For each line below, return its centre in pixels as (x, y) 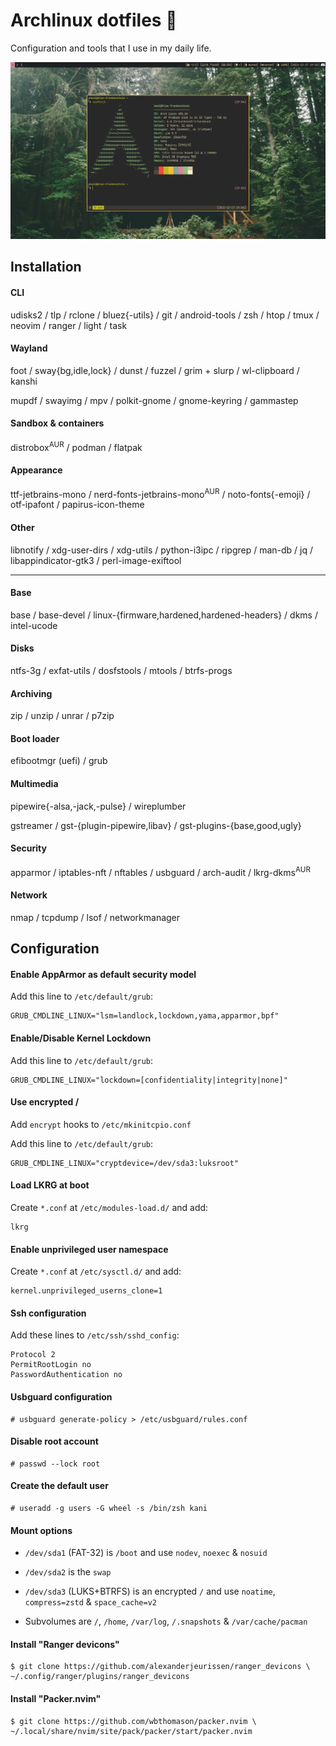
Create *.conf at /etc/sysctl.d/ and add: (96, 1271)
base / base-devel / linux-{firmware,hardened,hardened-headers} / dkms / (164, 615)
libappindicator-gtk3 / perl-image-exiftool (96, 560)
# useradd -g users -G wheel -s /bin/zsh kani (109, 1508)
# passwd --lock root (55, 1464)
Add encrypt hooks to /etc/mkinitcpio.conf (101, 1124)
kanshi (24, 381)
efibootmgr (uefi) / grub (59, 761)
